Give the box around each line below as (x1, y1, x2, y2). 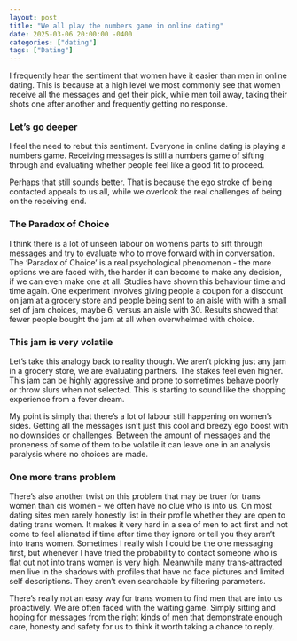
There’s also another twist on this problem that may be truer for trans (9, 491, 261, 502)
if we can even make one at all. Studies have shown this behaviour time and (9, 276, 286, 287)
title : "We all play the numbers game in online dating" (9, 21, 224, 30)
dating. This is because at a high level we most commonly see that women (9, 80, 281, 91)
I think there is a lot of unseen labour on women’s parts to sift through (9, 238, 263, 249)
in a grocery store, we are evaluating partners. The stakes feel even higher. (9, 366, 284, 376)
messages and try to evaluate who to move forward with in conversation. (9, 248, 276, 258)
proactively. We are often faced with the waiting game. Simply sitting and (9, 603, 277, 613)
